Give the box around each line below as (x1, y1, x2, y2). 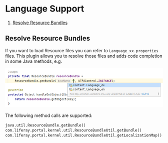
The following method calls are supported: (5, 112, 92, 118)
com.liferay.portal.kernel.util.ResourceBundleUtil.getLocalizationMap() (5, 132, 162, 138)
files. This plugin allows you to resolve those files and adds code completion (5, 53, 162, 59)
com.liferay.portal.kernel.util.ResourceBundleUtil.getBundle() (5, 127, 142, 133)
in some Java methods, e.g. (5, 58, 62, 64)
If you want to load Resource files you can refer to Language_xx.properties (5, 47, 158, 53)
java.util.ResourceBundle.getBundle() (5, 122, 86, 128)
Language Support (5, 3, 84, 15)
